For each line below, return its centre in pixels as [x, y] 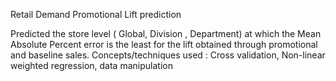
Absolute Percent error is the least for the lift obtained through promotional [164, 44]
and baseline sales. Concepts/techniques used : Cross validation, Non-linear [168, 55]
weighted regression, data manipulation [91, 65]
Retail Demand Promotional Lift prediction [96, 14]
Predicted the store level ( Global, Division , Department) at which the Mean [166, 33]
